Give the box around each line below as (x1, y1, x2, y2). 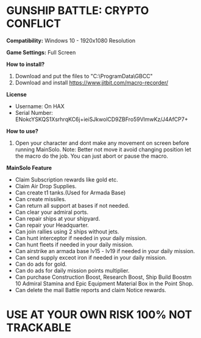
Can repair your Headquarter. (15, 221, 90, 229)
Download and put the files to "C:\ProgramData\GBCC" (15, 72, 153, 79)
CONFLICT (6, 17, 62, 31)
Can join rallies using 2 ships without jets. (15, 227, 119, 235)
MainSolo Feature (6, 164, 52, 171)
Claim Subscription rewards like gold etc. (15, 175, 119, 183)
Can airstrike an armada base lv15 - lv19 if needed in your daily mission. (15, 247, 196, 254)
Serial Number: (15, 109, 54, 116)
